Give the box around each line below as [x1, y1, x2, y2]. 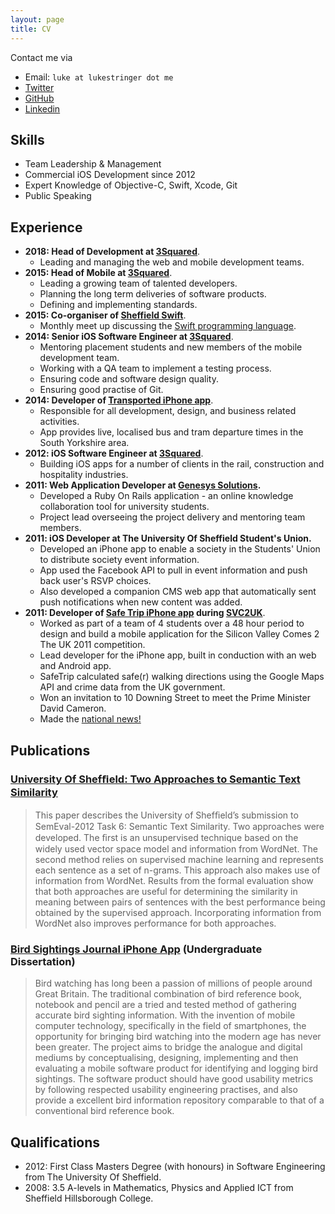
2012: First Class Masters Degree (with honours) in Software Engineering [24, 1160, 326, 1172]
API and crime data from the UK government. [39, 681, 226, 693]
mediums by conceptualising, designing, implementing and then [34, 1052, 299, 1064]
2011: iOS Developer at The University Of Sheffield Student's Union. [24, 532, 312, 545]
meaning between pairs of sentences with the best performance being [34, 896, 326, 908]
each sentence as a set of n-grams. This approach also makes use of [34, 864, 321, 876]
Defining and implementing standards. [39, 299, 198, 311]
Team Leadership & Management [24, 158, 162, 170]
